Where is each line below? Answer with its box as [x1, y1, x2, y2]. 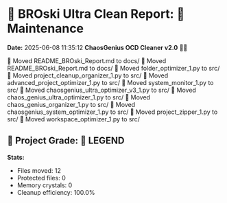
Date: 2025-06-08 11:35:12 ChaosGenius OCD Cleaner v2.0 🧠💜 [7, 43, 188, 51]
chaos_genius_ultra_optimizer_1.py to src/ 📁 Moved [7, 93, 151, 101]
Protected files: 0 [16, 174, 67, 182]
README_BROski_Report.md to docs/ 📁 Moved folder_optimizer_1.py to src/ [7, 64, 220, 72]
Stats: [7, 153, 25, 161]
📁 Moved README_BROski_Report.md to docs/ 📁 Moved [7, 56, 167, 64]
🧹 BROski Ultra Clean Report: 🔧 [7, 6, 185, 22]
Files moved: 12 [16, 166, 62, 174]
